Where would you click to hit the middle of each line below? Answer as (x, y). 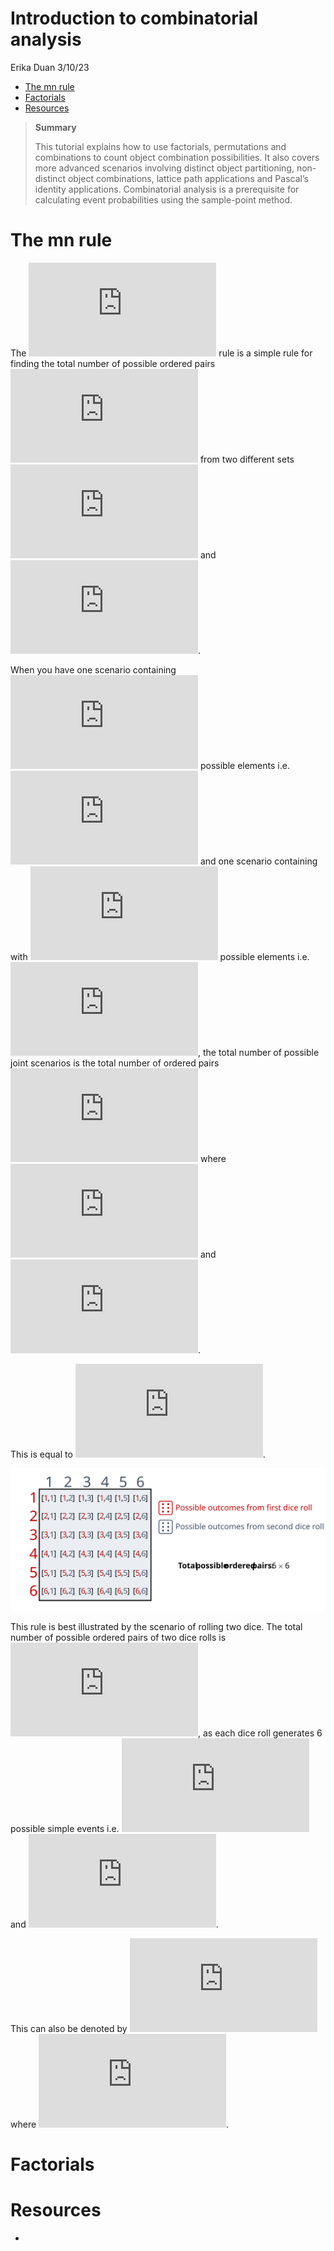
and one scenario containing (258, 861)
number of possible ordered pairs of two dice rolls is (118, 1637)
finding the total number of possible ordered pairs (113, 363)
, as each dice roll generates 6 (260, 1733)
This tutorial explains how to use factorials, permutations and (160, 146)
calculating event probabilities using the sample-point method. (163, 199)
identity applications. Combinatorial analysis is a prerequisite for (167, 189)
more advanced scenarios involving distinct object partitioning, (164, 168)
